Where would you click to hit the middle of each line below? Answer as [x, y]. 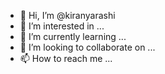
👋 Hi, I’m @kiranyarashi [67, 15]
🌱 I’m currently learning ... [73, 36]
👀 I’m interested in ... [62, 26]
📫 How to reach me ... [66, 58]
